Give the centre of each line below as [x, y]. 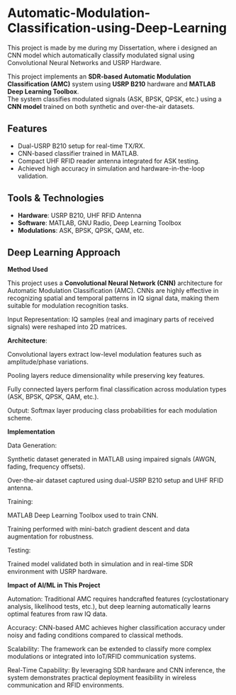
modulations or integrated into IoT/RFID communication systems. [102, 657]
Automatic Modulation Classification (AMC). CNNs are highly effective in [113, 291]
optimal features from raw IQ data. [57, 614]
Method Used [28, 270]
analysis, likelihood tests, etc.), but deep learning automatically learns [109, 607]
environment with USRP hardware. [57, 572]
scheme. [20, 418]
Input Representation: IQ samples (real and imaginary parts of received [111, 319]
